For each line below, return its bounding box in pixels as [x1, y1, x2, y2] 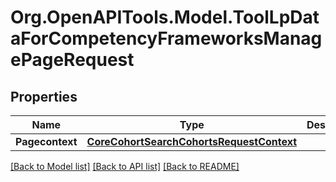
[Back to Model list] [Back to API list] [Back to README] [10, 161, 240, 172]
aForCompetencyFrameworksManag [10, 27, 323, 50]
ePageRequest [10, 49, 135, 71]
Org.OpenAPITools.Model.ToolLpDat [10, 6, 320, 29]
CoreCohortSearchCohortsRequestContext [86, 135, 298, 148]
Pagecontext [15, 135, 78, 148]
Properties [10, 88, 78, 105]
